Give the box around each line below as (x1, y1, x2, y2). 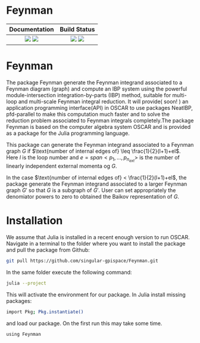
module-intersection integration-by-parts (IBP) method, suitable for (6, 91, 171, 98)
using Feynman (6, 331, 42, 337)
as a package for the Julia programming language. (6, 129, 130, 137)
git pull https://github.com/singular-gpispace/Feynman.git (6, 258, 159, 264)
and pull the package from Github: (6, 246, 90, 254)
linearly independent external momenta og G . (6, 162, 117, 169)
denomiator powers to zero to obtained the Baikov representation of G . (6, 193, 180, 200)
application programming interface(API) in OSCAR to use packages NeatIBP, (6, 104, 193, 111)
